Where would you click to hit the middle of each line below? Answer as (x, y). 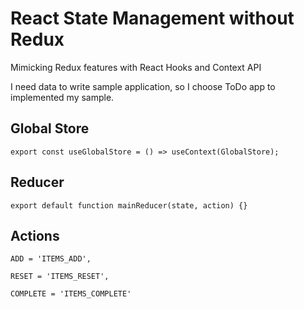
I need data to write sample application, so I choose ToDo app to (143, 86)
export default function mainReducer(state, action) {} (129, 205)
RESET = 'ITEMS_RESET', (60, 277)
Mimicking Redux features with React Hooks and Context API (136, 67)
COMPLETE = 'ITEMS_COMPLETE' (71, 294)
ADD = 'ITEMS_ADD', (51, 259)
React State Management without (152, 18)
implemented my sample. (62, 97)
